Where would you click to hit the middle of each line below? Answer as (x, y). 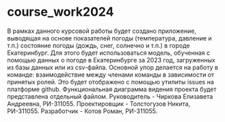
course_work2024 (61, 12)
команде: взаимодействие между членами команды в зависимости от (111, 74)
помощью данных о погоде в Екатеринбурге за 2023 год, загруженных (111, 60)
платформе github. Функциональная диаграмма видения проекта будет (112, 89)
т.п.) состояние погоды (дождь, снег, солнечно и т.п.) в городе (98, 45)
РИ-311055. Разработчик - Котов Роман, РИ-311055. (82, 111)
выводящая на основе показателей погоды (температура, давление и (109, 38)
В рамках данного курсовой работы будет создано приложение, (102, 31)
